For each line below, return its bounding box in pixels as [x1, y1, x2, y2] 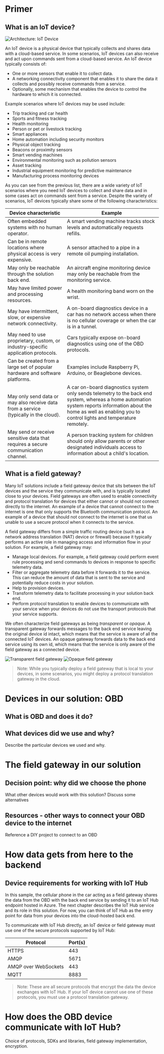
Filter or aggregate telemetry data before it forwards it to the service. [12, 569, 151, 575]
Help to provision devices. [12, 585, 65, 591]
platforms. [7, 376, 31, 383]
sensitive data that [7, 435, 50, 441]
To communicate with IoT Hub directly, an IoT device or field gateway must [5, 922, 155, 928]
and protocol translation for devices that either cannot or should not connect [5, 498, 159, 504]
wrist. [66, 294, 80, 300]
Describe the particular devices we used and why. [5, 742, 106, 748]
